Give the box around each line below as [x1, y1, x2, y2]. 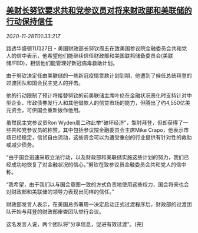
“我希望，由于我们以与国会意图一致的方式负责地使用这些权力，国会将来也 [6, 181, 184, 188]
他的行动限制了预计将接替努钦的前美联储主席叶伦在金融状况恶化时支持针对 [6, 92, 187, 99]
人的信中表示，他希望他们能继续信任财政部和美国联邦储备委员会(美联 [6, 52, 174, 59]
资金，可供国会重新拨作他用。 [11, 106, 84, 114]
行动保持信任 [6, 16, 53, 26]
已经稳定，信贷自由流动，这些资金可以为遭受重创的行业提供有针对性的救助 [11, 134, 192, 141]
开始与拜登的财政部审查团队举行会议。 [11, 208, 104, 215]
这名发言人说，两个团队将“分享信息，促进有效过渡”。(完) [6, 220, 144, 228]
